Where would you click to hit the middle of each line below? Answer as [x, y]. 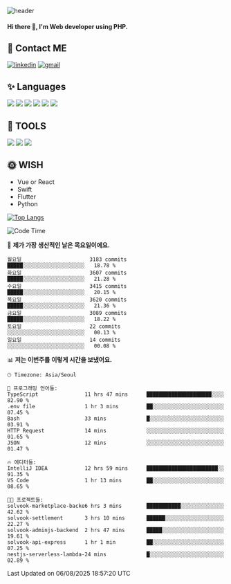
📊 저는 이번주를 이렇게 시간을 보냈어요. [60, 359]
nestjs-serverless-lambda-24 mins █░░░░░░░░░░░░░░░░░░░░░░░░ [116, 554]
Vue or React [36, 182]
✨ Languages [37, 86]
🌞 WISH [25, 165]
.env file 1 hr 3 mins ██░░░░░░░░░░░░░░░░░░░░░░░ [116, 406]
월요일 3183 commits [67, 259]
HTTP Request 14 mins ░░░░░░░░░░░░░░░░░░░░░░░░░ [116, 430]
